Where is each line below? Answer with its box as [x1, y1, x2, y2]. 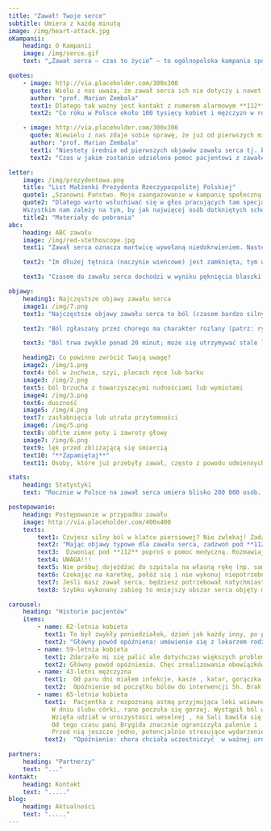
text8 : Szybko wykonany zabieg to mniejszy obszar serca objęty [37, 585, 258, 594]
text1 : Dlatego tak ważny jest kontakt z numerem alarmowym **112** [29, 102, 265, 110]
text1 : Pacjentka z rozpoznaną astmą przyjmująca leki [44, 698, 236, 706]
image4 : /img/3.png [23, 391, 89, 399]
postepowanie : [8, 503, 56, 511]
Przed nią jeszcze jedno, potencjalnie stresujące [51, 728, 226, 736]
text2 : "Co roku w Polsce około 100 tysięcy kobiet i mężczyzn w [29, 109, 254, 117]
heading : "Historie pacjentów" [23, 608, 128, 616]
